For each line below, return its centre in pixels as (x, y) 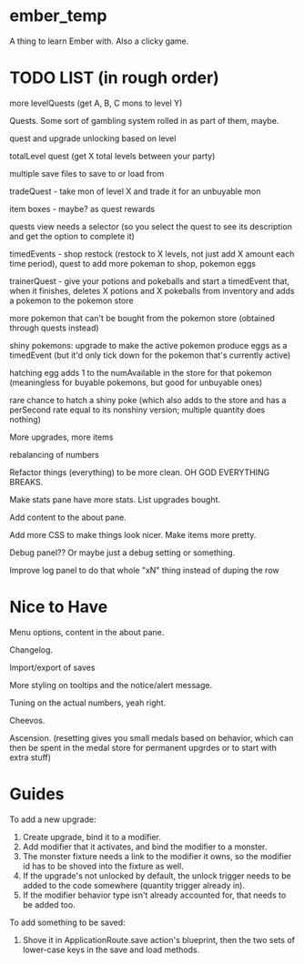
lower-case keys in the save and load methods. (111, 949)
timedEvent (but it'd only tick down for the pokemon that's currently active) (150, 355)
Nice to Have (59, 607)
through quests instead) (54, 328)
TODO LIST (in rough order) (115, 78)
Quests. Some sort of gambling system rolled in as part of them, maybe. (144, 120)
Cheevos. (27, 720)
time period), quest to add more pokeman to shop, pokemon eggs (133, 263)
